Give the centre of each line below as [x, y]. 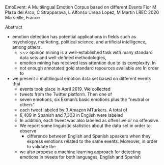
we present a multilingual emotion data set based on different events [82, 79]
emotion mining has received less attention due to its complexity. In [88, 63]
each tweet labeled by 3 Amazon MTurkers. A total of [73, 110]
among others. [27, 47]
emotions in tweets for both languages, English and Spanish [80, 157]
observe [28, 131]
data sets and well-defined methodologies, [63, 58]
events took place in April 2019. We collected [65, 89]
